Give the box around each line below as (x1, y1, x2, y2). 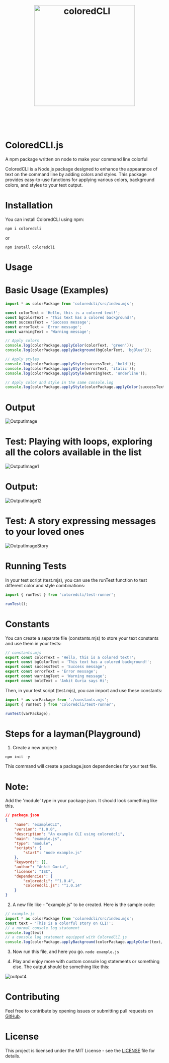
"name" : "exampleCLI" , (14, 822, 62, 827)
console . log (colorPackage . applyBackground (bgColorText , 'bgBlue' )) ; (5, 348, 152, 353)
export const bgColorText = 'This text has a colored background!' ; (5, 659, 152, 664)
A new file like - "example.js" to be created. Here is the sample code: (12, 902, 155, 908)
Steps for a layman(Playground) (5, 728, 141, 740)
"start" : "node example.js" (23, 850, 82, 856)
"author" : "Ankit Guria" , (14, 864, 69, 869)
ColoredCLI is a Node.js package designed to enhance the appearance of (5, 166, 157, 172)
